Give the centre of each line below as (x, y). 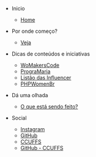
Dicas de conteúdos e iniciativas (51, 54)
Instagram (32, 129)
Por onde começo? (34, 31)
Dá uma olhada (30, 95)
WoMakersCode (40, 65)
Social (19, 118)
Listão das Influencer (46, 78)
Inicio (18, 8)
